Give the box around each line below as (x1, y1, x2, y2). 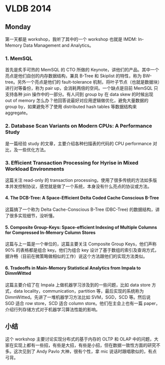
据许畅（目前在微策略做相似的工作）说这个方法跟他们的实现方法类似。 (5, 253, 148, 259)
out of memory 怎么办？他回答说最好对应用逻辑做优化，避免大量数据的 (5, 98, 149, 103)
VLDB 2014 (5, 3, 52, 14)
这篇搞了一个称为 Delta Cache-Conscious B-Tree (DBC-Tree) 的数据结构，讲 (5, 206, 160, 212)
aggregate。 (5, 110, 31, 116)
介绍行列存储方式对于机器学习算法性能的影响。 (5, 306, 100, 312)
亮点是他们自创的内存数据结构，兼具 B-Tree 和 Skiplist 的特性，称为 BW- (5, 73, 152, 79)
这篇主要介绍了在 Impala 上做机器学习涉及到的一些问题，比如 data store (5, 282, 151, 288)
